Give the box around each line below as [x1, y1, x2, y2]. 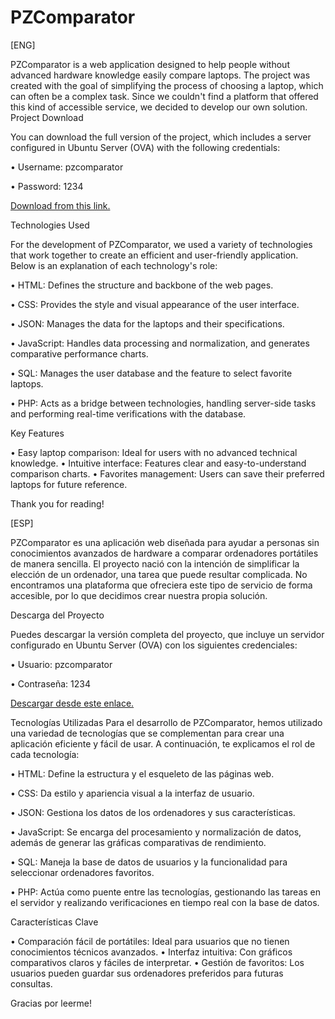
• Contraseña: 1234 [10, 677, 91, 690]
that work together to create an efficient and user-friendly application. [10, 249, 299, 261]
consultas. [10, 977, 53, 990]
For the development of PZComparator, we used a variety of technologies [10, 238, 313, 250]
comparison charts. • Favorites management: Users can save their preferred [10, 467, 325, 480]
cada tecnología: [10, 748, 80, 760]
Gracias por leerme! [10, 997, 92, 1009]
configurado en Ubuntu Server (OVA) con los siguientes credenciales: [10, 639, 298, 651]
